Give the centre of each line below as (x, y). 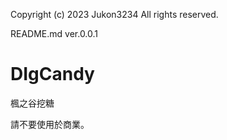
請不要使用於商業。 (50, 124)
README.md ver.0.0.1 (54, 33)
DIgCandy (52, 74)
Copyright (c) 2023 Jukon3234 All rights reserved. (114, 14)
